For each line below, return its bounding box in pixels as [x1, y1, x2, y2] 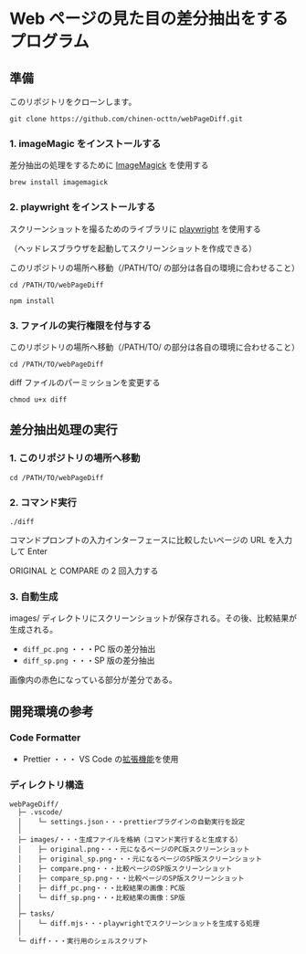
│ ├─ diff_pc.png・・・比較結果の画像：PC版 [17, 884, 185, 893]
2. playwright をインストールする [9, 201, 156, 214]
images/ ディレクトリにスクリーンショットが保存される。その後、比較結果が [9, 613, 297, 624]
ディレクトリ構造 [9, 778, 84, 791]
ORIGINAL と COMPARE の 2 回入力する [9, 565, 159, 576]
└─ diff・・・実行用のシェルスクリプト [17, 937, 149, 946]
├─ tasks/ [17, 909, 55, 918]
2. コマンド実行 [9, 496, 78, 508]
